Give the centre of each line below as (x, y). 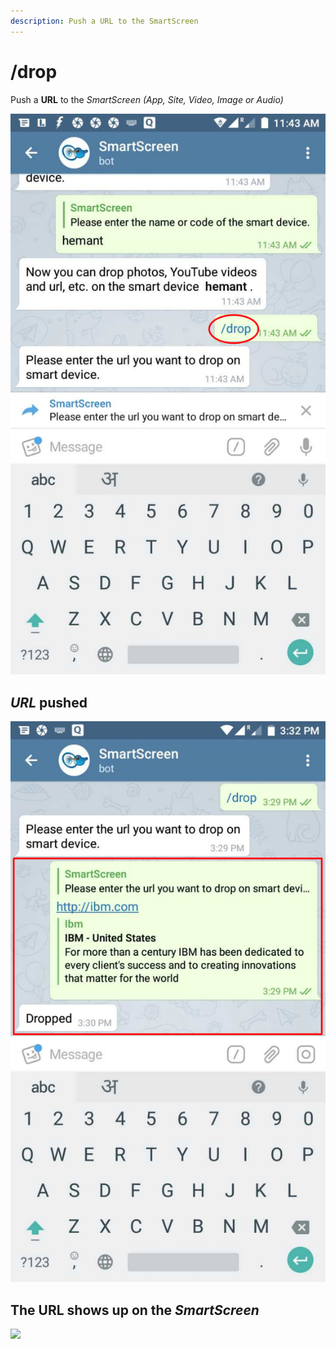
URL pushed (49, 702)
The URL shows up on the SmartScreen (135, 1310)
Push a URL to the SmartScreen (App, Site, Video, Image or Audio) (147, 99)
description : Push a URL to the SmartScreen (104, 21)
